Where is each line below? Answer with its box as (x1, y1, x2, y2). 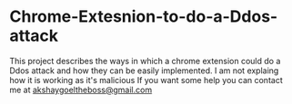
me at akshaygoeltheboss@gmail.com (9, 84, 153, 95)
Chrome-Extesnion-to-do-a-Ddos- (9, 6, 278, 27)
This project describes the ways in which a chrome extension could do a (9, 55, 281, 66)
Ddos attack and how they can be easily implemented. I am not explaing (9, 65, 279, 76)
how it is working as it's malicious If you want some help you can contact (9, 74, 284, 85)
